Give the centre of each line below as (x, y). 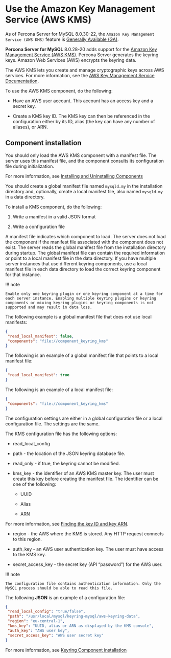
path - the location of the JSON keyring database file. (69, 453)
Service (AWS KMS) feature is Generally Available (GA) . (62, 39)
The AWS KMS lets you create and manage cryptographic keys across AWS (85, 70)
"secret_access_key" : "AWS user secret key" (55, 635)
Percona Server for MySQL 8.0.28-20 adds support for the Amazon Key (81, 49)
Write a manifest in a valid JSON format (54, 217)
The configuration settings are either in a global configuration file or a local (84, 418)
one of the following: (34, 484)
